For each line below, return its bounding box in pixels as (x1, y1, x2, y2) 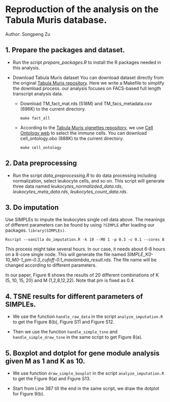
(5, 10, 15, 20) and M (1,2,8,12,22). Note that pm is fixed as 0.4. (5, 277, 135, 283)
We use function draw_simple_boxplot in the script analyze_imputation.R (12, 370, 164, 376)
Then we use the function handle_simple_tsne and (12, 328, 118, 335)
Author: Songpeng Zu (5, 31, 51, 37)
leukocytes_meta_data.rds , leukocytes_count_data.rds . (12, 189, 128, 195)
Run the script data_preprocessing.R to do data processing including (12, 172, 157, 178)
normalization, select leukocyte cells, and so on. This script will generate (12, 177, 165, 184)
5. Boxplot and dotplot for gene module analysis (5, 349, 160, 357)
